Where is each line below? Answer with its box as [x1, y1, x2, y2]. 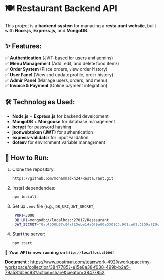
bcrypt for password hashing [12, 124, 72, 130]
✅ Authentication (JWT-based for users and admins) [5, 55, 113, 61]
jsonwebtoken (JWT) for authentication [12, 129, 93, 135]
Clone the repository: [12, 167, 55, 172]
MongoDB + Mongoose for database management [12, 118, 115, 124]
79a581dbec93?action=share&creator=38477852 [5, 269, 105, 275]
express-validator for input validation [12, 134, 89, 140]
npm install [12, 195, 37, 199]
